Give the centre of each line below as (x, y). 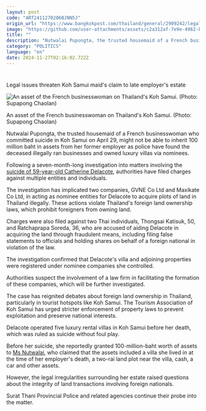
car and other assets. (33, 365)
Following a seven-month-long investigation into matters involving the (94, 165)
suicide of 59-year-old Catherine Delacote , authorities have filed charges (99, 171)
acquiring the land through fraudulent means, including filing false (90, 234)
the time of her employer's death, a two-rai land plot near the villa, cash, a (100, 359)
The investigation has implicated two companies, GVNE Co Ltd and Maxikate (103, 190)
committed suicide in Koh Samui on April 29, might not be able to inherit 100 (102, 140)
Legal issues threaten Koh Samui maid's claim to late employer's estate (96, 85)
